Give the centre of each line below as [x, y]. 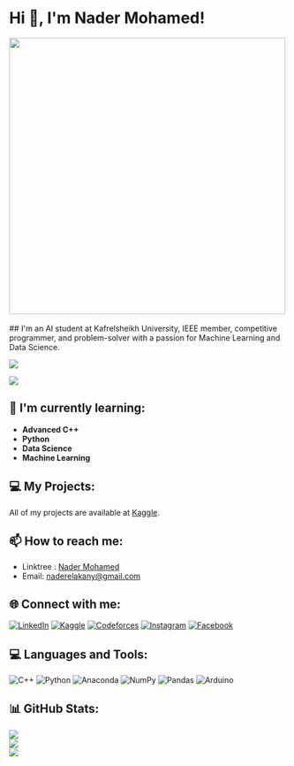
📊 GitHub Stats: [54, 709]
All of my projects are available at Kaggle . [85, 512]
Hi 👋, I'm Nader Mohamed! [107, 18]
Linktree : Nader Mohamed [71, 567]
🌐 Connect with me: [65, 604]
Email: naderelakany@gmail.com [81, 576]
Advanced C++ [50, 429]
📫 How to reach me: [66, 541]
